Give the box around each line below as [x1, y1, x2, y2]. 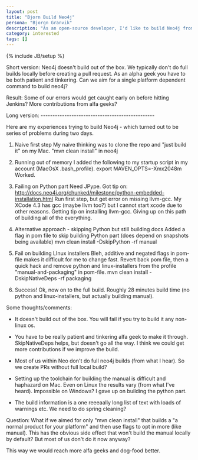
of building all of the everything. [14, 214, 93, 221]
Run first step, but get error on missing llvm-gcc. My [54, 196, 181, 202]
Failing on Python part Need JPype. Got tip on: [14, 183, 128, 190]
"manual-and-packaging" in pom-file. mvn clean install [14, 268, 148, 276]
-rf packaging [58, 275, 92, 281]
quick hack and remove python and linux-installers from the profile [14, 263, 177, 269]
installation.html [14, 196, 54, 202]
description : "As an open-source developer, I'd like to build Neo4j [6, 25, 181, 31]
